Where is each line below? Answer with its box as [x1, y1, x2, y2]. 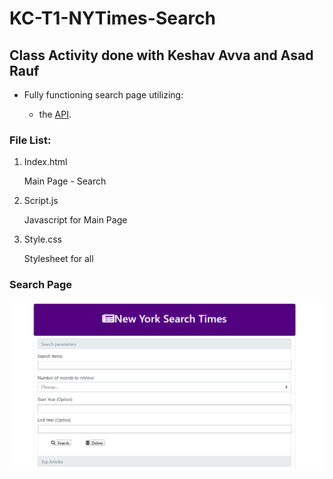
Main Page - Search [23, 175, 107, 187]
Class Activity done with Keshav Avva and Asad [9, 47, 314, 64]
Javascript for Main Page [23, 214, 128, 226]
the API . [38, 108, 72, 120]
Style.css [23, 233, 62, 246]
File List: [9, 133, 52, 147]
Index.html [23, 156, 68, 168]
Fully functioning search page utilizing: [23, 89, 184, 101]
